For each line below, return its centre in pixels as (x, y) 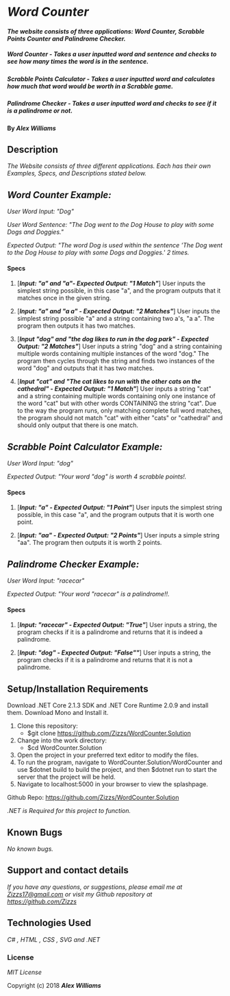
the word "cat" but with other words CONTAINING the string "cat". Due (117, 403)
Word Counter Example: (59, 195)
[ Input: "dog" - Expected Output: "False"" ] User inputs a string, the (114, 653)
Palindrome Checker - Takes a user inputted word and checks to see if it (112, 104)
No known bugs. (30, 849)
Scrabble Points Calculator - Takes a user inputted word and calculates (111, 79)
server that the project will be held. (66, 777)
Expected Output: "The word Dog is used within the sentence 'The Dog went (115, 245)
